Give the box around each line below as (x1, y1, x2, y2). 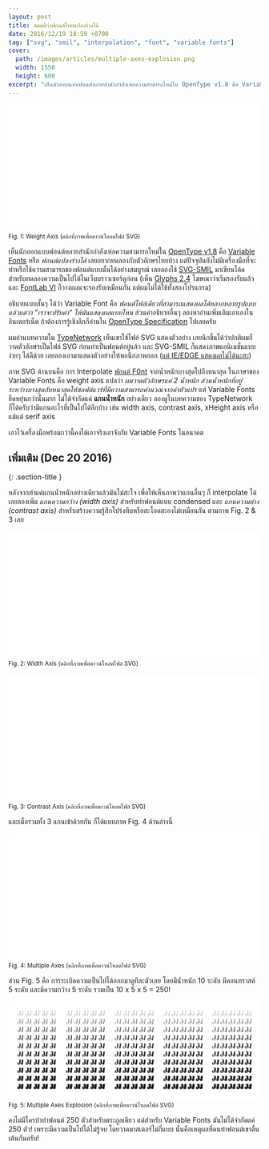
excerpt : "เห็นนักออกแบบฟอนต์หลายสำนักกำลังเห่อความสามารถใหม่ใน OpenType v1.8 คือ (8, 80, 239, 88)
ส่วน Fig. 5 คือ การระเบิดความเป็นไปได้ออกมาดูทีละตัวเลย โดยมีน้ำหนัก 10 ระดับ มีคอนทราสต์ (8, 976, 256, 986)
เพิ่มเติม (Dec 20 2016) (8, 451, 113, 465)
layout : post (8, 13, 52, 21)
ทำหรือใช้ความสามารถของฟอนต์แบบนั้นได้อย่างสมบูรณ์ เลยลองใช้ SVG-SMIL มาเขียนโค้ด (8, 264, 246, 274)
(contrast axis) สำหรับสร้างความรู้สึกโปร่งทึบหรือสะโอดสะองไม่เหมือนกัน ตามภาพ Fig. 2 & (8, 506, 256, 515)
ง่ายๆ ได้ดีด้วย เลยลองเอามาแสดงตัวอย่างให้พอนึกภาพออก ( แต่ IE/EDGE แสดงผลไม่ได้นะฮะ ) (8, 350, 252, 360)
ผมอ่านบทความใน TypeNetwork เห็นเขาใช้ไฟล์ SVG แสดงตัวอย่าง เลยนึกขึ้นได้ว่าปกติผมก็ (8, 332, 254, 342)
